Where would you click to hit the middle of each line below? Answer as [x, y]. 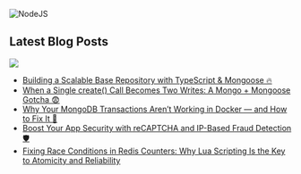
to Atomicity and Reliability [71, 160]
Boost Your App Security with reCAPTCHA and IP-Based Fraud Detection [157, 128]
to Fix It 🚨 [40, 118]
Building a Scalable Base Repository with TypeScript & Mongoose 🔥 [147, 79]
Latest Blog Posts [59, 41]
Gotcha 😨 [41, 99]
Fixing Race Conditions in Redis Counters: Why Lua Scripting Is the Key [154, 151]
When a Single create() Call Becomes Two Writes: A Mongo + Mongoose [156, 90]
